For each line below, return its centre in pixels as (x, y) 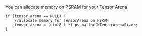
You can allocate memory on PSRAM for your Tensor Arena (66, 7)
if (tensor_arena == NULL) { (36, 16)
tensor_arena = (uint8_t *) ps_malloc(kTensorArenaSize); (76, 25)
